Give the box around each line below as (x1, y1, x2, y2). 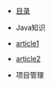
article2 (15, 54, 41, 63)
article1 (15, 39, 40, 48)
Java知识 (15, 23, 46, 32)
